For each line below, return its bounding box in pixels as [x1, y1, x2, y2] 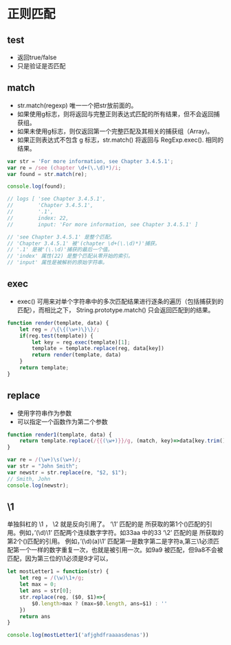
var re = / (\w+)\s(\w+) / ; [7, 457, 81, 463]
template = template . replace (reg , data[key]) [32, 345, 165, 352]
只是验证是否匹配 [16, 62, 66, 69]
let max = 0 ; [19, 581, 57, 588]
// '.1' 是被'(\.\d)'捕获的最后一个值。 [7, 246, 113, 253]
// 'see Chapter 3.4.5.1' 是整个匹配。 [7, 233, 115, 241]
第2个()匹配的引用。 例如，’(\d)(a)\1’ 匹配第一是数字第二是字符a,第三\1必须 [7, 537, 214, 545]
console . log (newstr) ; [7, 482, 69, 489]
